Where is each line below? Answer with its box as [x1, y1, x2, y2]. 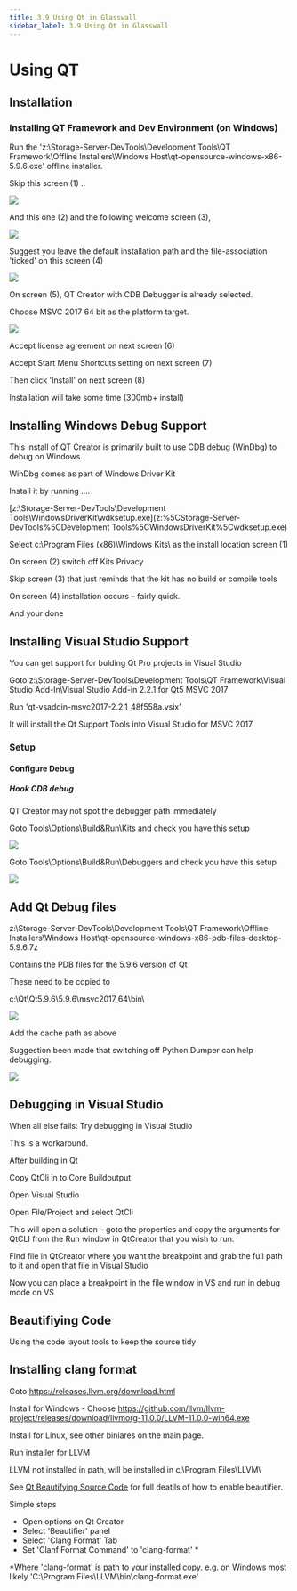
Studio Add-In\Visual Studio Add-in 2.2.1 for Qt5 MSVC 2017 [9, 685, 229, 694]
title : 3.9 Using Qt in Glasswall [9, 12, 138, 22]
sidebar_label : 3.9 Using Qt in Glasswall [9, 21, 169, 30]
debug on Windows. [9, 451, 83, 462]
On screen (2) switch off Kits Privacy [9, 556, 144, 567]
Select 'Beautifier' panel [21, 1525, 111, 1536]
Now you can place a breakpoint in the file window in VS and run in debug [9, 1278, 281, 1288]
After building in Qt [9, 1155, 78, 1166]
